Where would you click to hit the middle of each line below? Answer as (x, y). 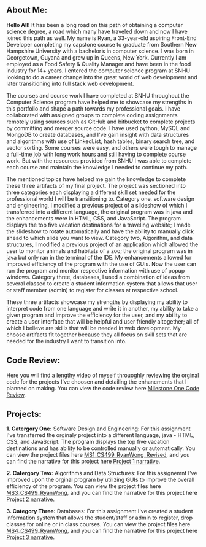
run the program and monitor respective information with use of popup (96, 270)
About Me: (27, 10)
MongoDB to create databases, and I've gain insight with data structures (98, 134)
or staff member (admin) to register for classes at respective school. (93, 290)
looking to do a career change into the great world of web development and (102, 77)
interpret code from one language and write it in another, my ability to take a (102, 308)
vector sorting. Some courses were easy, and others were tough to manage (102, 147)
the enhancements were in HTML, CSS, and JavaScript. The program (93, 218)
